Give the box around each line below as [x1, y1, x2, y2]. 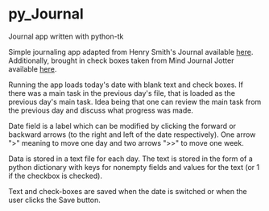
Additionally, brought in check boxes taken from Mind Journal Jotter [8, 56, 234, 65]
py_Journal [8, 5, 84, 23]
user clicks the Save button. [8, 195, 101, 205]
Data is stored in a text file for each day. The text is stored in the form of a [8, 154, 254, 163]
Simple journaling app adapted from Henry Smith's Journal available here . [8, 47, 254, 56]
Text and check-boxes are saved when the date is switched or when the [8, 186, 247, 196]
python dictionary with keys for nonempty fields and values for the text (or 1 [8, 162, 260, 172]
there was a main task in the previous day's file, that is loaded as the [8, 88, 236, 97]
